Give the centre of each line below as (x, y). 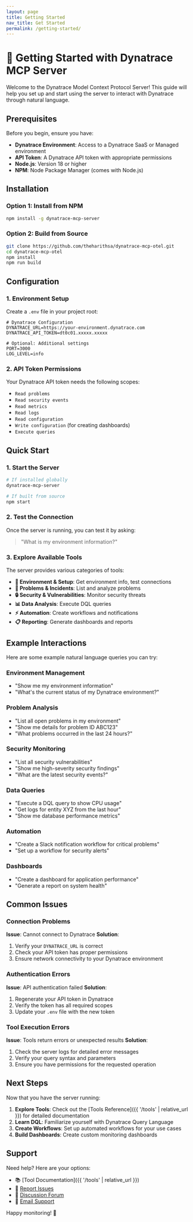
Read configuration (39, 419)
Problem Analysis (32, 708)
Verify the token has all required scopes (64, 1005)
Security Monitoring (36, 749)
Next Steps (27, 1083)
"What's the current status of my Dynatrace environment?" (87, 692)
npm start (18, 502)
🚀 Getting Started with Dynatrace (90, 58)
